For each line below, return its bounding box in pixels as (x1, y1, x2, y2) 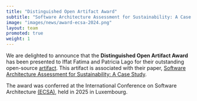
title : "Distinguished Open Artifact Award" (6, 8, 117, 15)
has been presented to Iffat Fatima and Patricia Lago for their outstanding (6, 58, 185, 65)
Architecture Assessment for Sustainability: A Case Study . (6, 71, 147, 78)
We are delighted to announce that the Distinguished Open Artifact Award (6, 52, 189, 59)
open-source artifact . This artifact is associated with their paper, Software (6, 65, 186, 71)
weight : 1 (6, 36, 31, 42)
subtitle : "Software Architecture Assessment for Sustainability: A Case (6, 14, 192, 20)
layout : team (6, 25, 38, 31)
